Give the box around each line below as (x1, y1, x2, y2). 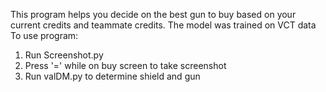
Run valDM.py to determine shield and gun (24, 70, 201, 82)
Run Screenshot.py (24, 49, 104, 61)
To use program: (10, 30, 79, 41)
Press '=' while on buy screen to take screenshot (24, 60, 227, 71)
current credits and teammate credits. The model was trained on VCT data (10, 19, 317, 31)
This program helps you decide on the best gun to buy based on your (10, 9, 297, 20)
